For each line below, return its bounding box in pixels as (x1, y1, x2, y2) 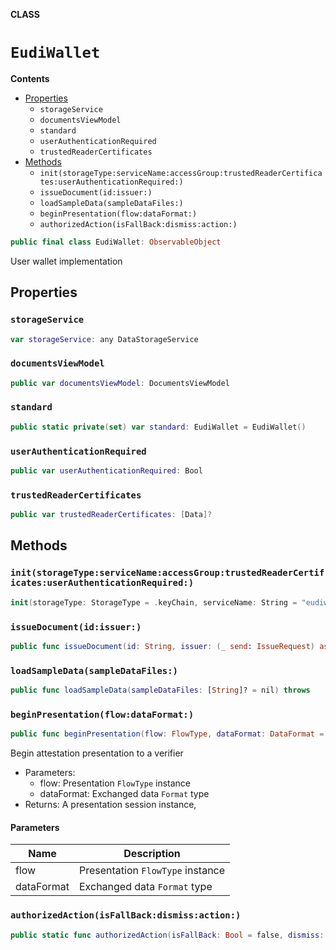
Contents (10, 72, 50, 84)
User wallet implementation (10, 255, 123, 267)
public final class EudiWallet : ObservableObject (10, 237, 222, 247)
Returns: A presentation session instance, (24, 799, 197, 811)
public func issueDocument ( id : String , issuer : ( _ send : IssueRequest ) (10, 641, 316, 651)
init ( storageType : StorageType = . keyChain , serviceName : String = (10, 597, 298, 608)
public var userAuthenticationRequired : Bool (10, 466, 203, 476)
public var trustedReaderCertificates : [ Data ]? (10, 510, 213, 520)
